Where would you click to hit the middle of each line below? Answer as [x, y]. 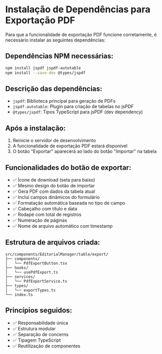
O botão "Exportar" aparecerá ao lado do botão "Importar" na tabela [85, 151]
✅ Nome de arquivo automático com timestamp [63, 226]
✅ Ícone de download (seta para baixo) [54, 180]
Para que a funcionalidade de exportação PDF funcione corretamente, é [81, 34]
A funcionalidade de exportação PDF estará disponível [70, 146]
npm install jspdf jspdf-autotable [43, 68]
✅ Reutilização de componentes [47, 346]
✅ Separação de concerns [41, 334]
